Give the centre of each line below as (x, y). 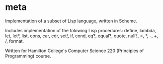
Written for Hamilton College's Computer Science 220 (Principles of (75, 51)
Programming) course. (28, 56)
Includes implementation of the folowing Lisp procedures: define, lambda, (81, 30)
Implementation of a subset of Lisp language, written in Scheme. (71, 21)
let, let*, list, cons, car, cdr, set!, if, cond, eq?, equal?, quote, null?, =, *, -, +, (81, 36)
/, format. (14, 41)
